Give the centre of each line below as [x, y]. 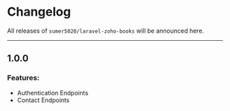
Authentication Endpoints [53, 93]
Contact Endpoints [43, 100]
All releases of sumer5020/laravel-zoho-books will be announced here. [105, 31]
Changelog [39, 12]
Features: [23, 78]
